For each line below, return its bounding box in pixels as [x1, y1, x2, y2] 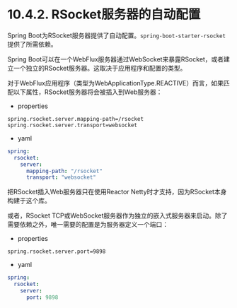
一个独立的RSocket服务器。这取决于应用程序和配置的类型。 [13, 64, 187, 72]
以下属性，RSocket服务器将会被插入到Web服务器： [13, 88, 163, 96]
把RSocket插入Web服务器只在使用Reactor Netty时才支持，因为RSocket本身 [7, 188, 227, 196]
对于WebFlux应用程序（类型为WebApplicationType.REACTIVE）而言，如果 [7, 78, 224, 87]
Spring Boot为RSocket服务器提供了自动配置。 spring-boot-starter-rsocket [7, 31, 226, 40]
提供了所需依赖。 [7, 40, 57, 48]
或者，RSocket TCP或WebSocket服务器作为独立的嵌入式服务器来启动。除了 [7, 211, 228, 220]
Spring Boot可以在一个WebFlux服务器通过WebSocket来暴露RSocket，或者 [7, 54, 224, 64]
